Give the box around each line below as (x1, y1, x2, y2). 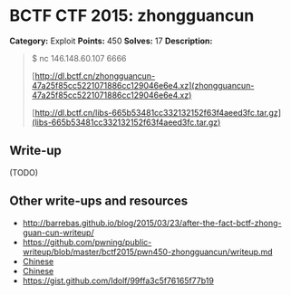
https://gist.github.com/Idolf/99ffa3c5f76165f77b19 (22, 275, 215, 286)
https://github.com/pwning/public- (22, 236, 152, 247)
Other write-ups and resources (9, 194, 189, 209)
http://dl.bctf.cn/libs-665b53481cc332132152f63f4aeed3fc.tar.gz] (34, 107, 282, 118)
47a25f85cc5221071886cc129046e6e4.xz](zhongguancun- (31, 80, 255, 90)
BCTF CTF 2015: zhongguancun (9, 5, 255, 26)
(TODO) (9, 167, 39, 177)
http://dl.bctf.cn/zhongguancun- (34, 70, 156, 81)
